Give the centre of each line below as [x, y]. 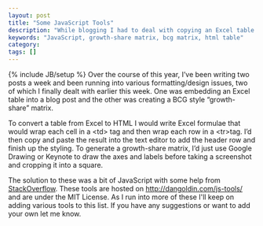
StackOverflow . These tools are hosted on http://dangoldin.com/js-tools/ [126, 189]
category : [24, 45]
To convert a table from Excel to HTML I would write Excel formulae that [124, 123]
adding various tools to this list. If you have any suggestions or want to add [129, 205]
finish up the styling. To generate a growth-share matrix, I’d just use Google [130, 148]
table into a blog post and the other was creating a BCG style [107, 100]
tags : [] [22, 52]
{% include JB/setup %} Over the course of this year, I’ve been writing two [129, 74]
